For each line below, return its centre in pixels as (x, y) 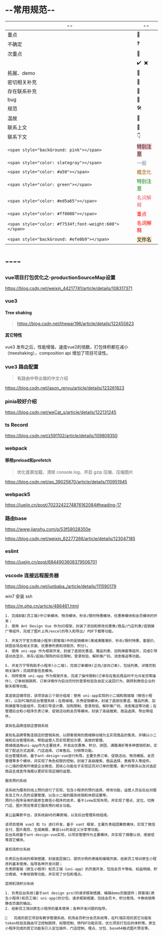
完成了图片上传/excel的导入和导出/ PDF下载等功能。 (69, 631)
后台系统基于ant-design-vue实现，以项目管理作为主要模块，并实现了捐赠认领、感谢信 (80, 835)
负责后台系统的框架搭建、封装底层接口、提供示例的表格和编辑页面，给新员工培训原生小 (79, 859)
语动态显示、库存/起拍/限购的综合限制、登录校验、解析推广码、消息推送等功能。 (74, 656)
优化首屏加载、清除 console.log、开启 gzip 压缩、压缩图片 (75, 472)
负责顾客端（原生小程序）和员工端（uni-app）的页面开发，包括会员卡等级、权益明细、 (80, 869)
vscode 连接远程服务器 (32, 575)
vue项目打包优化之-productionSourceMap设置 (60, 277)
